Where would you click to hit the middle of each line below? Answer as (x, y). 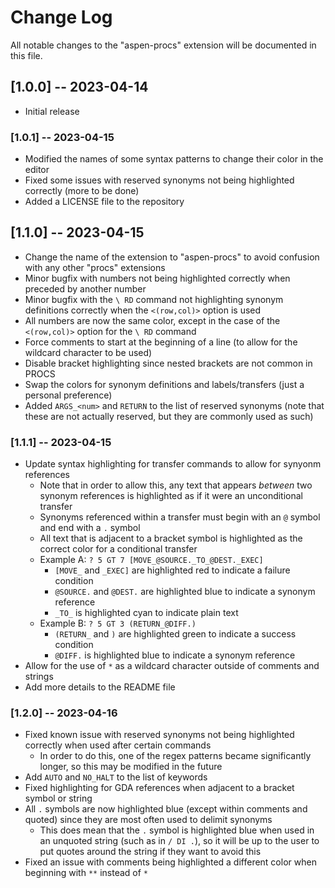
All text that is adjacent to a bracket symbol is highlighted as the (171, 538)
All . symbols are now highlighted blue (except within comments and (166, 809)
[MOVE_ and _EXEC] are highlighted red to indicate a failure (172, 570)
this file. (26, 55)
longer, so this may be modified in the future (131, 767)
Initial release (52, 111)
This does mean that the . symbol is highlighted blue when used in (177, 830)
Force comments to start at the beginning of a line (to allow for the (161, 342)
